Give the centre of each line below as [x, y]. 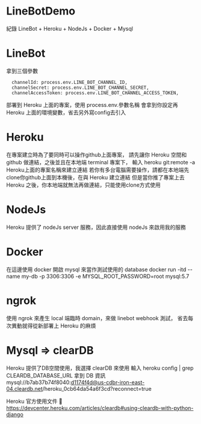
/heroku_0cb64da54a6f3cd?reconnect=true [97, 388]
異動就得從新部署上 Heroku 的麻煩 [54, 326]
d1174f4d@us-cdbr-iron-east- [108, 382]
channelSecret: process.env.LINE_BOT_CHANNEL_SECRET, [80, 88]
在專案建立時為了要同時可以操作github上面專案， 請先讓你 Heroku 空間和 [97, 155]
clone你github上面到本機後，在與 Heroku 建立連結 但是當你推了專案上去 [95, 177]
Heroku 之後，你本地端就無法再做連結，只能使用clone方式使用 [84, 185]
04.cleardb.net [25, 388]
